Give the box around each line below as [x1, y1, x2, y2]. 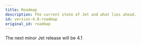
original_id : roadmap [5, 21, 51, 26]
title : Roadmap [5, 7, 37, 12]
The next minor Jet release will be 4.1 [5, 35, 82, 41]
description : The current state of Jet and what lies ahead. [5, 12, 137, 17]
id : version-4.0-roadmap [5, 16, 58, 21]
